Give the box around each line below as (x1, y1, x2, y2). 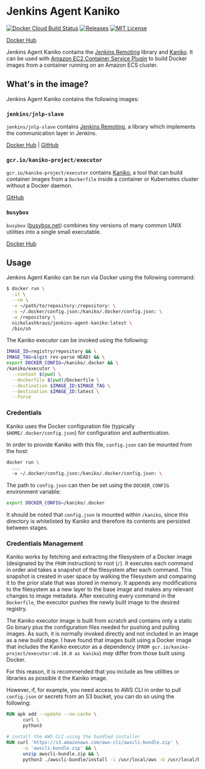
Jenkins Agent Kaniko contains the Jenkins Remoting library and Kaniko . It (6, 48, 193, 56)
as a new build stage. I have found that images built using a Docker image (6, 637, 192, 644)
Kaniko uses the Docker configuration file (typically (6, 422, 135, 430)
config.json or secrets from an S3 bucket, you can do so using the (6, 693, 175, 700)
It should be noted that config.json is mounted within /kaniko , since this (6, 511, 189, 519)
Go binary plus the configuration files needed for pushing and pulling (6, 623, 180, 631)
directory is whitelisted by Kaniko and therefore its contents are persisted (6, 517, 190, 525)
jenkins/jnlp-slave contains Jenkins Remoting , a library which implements (6, 123, 196, 130)
